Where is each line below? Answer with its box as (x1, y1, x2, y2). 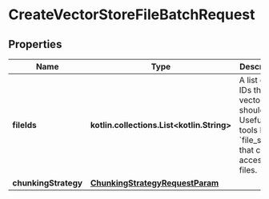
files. (239, 165, 258, 175)
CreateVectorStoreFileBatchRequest (8, 6, 255, 24)
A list (239, 74, 259, 86)
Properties (8, 38, 62, 51)
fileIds (12, 120, 38, 130)
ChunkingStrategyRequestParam (90, 177, 219, 189)
